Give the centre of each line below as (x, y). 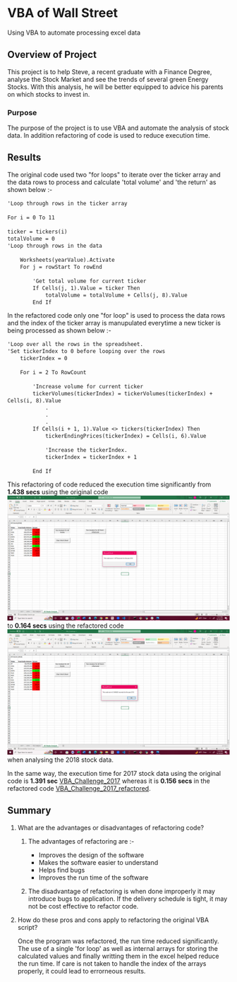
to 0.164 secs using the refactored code (66, 625)
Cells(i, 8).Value (34, 400)
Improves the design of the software (91, 855)
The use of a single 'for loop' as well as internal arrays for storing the (118, 948)
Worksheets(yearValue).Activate (67, 260)
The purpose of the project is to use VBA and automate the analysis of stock (118, 128)
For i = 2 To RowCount (53, 372)
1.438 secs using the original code (58, 491)
